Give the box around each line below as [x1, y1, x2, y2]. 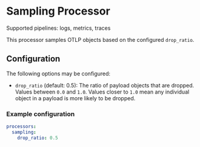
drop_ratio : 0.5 [17, 135, 59, 141]
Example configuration [6, 109, 75, 118]
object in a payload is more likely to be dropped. [15, 94, 136, 101]
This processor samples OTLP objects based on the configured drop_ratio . [6, 36, 195, 43]
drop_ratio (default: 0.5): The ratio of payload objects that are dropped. [15, 81, 195, 89]
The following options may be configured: [6, 70, 111, 77]
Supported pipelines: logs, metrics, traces [6, 24, 111, 32]
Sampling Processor [6, 4, 110, 18]
